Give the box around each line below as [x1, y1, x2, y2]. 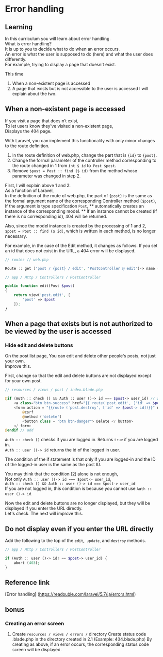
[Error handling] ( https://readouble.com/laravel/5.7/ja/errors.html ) [5, 591, 136, 597]
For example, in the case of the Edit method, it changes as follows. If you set [5, 243, 158, 248]
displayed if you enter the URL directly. [5, 506, 82, 511]
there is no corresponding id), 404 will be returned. [5, 213, 108, 219]
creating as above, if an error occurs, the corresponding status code [12, 641, 149, 647]
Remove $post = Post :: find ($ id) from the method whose [12, 168, 137, 173]
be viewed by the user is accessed [5, 327, 112, 336]
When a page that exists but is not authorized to [5, 320, 153, 328]
